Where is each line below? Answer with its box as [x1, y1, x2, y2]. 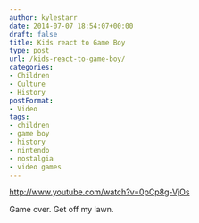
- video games [9, 162, 62, 171]
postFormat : [9, 95, 54, 105]
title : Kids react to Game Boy [9, 37, 126, 47]
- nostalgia [9, 153, 54, 163]
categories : [9, 63, 54, 72]
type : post [9, 46, 50, 55]
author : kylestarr [9, 12, 78, 22]
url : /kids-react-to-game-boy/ [9, 54, 126, 63]
